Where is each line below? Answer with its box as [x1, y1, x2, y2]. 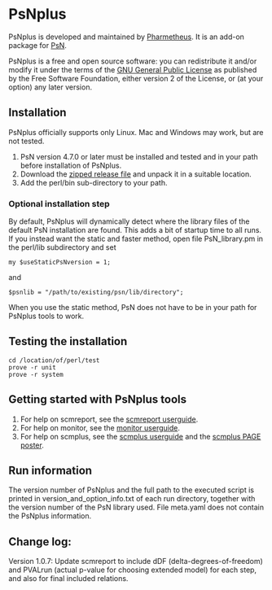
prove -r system [8, 370, 64, 378]
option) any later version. [8, 82, 92, 92]
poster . [20, 440, 45, 450]
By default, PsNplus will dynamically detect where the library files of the [8, 216, 250, 226]
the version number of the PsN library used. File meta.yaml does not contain [8, 502, 265, 513]
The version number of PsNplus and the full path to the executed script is [8, 485, 255, 495]
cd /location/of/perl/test [8, 356, 100, 365]
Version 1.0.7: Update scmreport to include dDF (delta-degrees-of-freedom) [8, 557, 263, 566]
